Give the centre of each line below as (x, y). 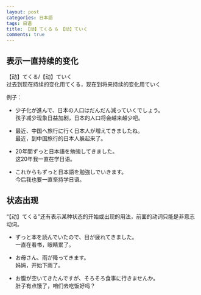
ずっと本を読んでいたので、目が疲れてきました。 (76, 237)
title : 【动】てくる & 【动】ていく (47, 29)
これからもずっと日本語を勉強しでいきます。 (71, 172)
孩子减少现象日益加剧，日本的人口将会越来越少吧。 (79, 118)
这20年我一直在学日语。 (45, 158)
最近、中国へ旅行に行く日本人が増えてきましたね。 (79, 130)
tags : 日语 (19, 23)
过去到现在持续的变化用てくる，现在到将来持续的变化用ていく (84, 84)
